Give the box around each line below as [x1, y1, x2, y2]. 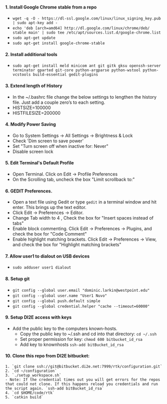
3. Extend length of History [5, 83, 63, 89]
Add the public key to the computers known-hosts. [12, 325, 118, 331]
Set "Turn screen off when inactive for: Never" [12, 143, 109, 149]
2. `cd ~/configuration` [5, 368, 57, 373]
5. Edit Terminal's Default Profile [5, 160, 74, 166]
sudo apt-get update [12, 36, 56, 41]
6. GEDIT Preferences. [5, 188, 53, 194]
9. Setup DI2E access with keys [5, 314, 72, 320]
